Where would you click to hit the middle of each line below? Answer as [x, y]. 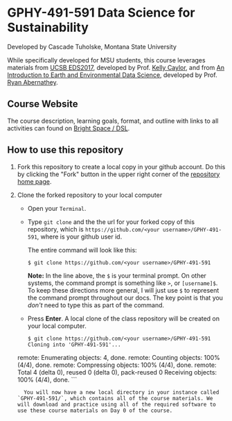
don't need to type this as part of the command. [96, 305]
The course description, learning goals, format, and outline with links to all [113, 121]
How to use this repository [65, 150]
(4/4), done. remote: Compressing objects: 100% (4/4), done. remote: [117, 365]
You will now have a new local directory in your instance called [122, 392]
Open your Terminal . [57, 208]
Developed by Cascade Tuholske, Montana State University [92, 46]
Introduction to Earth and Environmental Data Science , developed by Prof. [112, 75]
